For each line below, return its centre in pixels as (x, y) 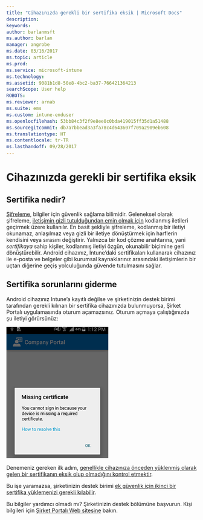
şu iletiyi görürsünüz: (32, 318)
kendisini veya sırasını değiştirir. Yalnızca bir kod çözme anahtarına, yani (96, 240)
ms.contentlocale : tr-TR (37, 140)
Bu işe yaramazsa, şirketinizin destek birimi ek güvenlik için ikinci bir (91, 486)
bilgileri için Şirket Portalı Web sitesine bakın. (62, 510)
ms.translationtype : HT (36, 134)
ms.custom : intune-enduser (40, 115)
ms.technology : (25, 76)
